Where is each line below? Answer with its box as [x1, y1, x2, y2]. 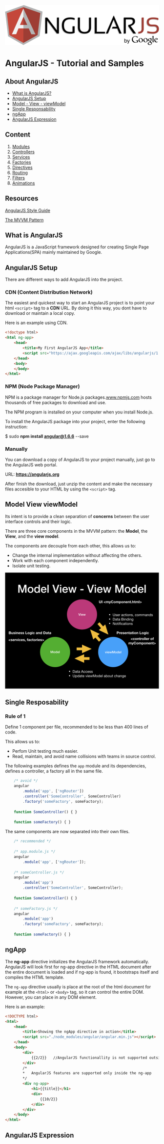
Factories [12, 159, 31, 165]
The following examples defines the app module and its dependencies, [5, 763, 146, 769]
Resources [5, 194, 39, 203]
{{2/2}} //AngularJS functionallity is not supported [31, 1055, 147, 1060]
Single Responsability [12, 106, 56, 111]
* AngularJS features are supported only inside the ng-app [22, 1071, 152, 1076]
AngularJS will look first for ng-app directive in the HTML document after [5, 964, 152, 970]
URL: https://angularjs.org [5, 471, 60, 477]
